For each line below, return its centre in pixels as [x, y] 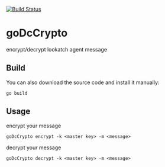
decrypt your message [34, 147]
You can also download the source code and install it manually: [83, 82]
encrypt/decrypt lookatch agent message [57, 49]
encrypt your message [34, 126]
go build [17, 93]
